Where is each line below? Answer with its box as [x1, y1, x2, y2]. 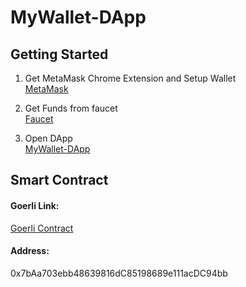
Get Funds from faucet [24, 102, 118, 114]
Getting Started [10, 46, 109, 63]
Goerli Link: [10, 199, 60, 211]
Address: [10, 245, 50, 257]
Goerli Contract [10, 222, 74, 234]
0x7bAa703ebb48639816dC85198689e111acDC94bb [10, 267, 228, 279]
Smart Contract [10, 172, 109, 189]
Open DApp [24, 132, 73, 144]
